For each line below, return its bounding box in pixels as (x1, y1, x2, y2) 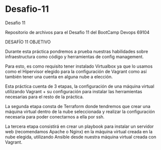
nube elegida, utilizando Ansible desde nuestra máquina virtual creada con (5, 134, 156, 140)
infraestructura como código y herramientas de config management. (5, 53, 144, 60)
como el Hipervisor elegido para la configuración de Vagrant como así (5, 68, 147, 75)
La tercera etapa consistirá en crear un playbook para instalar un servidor (5, 123, 154, 129)
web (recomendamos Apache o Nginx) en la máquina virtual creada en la (5, 128, 153, 134)
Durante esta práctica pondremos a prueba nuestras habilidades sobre (5, 48, 148, 54)
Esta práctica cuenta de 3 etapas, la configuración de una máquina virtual (5, 83, 155, 89)
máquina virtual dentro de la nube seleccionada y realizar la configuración (5, 109, 155, 114)
